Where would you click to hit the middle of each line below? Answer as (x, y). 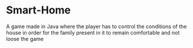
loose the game (25, 39)
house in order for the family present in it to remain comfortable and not (93, 32)
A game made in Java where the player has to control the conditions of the (96, 26)
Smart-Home (39, 10)
